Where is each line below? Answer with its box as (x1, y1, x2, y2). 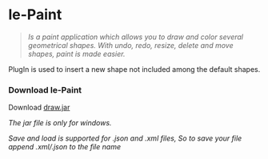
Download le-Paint (8, 84, 82, 95)
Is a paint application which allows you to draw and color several (27, 32, 244, 42)
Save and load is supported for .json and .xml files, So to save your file (8, 133, 242, 143)
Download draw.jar (8, 102, 70, 113)
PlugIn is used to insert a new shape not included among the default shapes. (8, 64, 261, 74)
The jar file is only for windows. (8, 118, 112, 128)
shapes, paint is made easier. (27, 49, 126, 58)
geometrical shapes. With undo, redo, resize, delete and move (27, 40, 234, 50)
